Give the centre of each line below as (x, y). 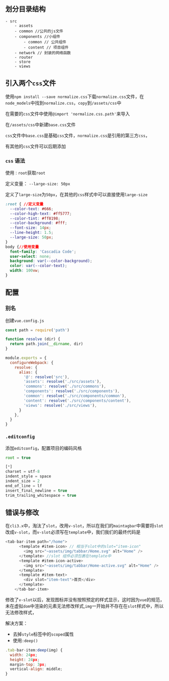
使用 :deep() (25, 640)
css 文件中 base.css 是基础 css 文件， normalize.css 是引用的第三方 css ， (78, 135)
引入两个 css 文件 (31, 83)
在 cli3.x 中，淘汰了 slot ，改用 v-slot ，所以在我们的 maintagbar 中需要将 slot (84, 526)
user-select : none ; (31, 256)
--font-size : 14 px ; (31, 228)
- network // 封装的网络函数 (43, 53)
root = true (18, 458)
